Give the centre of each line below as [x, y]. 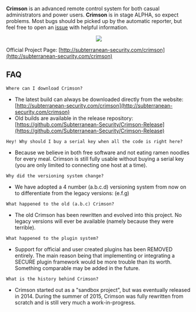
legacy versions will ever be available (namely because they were [94, 221]
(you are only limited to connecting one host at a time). [81, 165]
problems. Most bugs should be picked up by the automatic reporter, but [94, 21]
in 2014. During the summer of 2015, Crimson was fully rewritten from [99, 296]
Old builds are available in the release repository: [74, 118]
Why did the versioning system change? [55, 176]
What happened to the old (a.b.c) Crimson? [60, 204]
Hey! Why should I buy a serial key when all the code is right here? [94, 141]
